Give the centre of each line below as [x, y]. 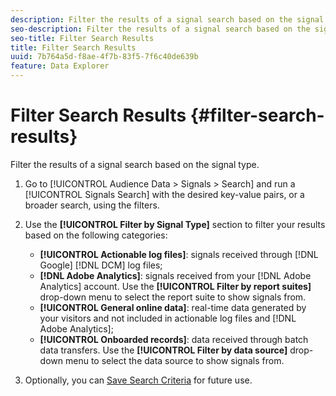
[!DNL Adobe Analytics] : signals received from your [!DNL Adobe [175, 275]
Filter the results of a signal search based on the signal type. [135, 164]
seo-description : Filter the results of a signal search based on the [160, 29]
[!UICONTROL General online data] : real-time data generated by [173, 307]
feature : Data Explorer [60, 66]
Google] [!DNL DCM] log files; [101, 265]
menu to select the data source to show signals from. [174, 360]
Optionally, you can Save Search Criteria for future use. [138, 380]
